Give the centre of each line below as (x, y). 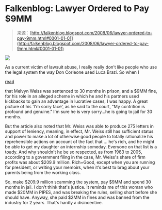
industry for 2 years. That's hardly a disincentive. (54, 202)
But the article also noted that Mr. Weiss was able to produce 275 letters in (79, 126)
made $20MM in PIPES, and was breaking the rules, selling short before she (81, 192)
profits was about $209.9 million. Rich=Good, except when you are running (80, 162)
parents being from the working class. (43, 172)
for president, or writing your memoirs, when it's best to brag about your (77, 167)
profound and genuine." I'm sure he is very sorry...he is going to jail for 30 (79, 112)
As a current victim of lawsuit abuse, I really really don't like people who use (81, 67)
